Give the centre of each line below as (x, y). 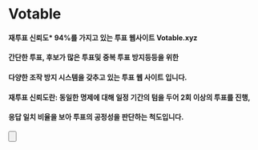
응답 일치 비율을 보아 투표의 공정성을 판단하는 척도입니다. (96, 117)
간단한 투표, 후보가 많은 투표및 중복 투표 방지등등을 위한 (93, 58)
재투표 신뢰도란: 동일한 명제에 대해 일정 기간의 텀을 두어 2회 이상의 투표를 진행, (129, 97)
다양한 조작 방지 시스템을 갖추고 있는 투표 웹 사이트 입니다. (98, 77)
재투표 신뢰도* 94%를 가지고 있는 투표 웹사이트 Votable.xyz (103, 38)
